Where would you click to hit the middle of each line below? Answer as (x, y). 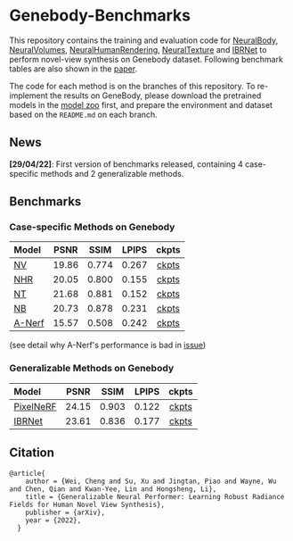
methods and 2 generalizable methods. (112, 173)
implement (29, 96)
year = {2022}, (53, 520)
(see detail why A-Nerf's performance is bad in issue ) (108, 345)
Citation (32, 453)
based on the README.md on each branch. (83, 114)
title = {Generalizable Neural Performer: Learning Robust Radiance (155, 496)
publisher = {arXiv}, (65, 512)
